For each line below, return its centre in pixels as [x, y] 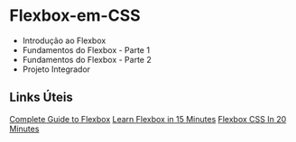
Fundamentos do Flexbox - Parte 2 [87, 59]
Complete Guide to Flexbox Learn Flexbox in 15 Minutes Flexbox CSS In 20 [148, 119]
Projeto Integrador [56, 69]
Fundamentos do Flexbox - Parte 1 [86, 49]
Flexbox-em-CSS [75, 16]
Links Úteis [42, 98]
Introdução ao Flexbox [64, 40]
